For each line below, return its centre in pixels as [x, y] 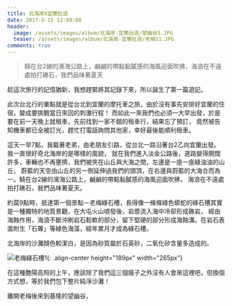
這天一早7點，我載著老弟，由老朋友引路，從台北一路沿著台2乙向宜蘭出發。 [114, 145]
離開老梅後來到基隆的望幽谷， [49, 296]
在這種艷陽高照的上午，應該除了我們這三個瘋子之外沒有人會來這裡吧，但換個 [116, 272]
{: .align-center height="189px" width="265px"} [115, 258]
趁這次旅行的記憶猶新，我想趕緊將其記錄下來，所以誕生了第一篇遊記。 [107, 89]
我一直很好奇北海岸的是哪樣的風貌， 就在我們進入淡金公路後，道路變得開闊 [114, 153]
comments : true [29, 46]
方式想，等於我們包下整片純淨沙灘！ [59, 281]
